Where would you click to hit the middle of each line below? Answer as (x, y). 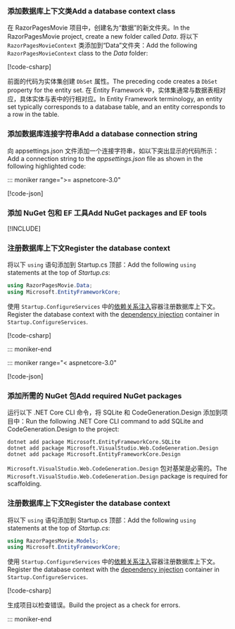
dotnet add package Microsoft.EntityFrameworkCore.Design (94, 455)
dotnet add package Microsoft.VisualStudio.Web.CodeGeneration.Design (113, 448)
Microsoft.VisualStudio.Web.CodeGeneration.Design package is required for (118, 476)
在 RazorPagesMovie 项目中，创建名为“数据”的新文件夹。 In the (99, 28)
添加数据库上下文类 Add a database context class (91, 11)
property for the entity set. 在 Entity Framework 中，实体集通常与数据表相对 (117, 90)
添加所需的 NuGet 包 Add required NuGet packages (95, 395)
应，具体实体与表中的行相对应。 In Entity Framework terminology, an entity (115, 99)
